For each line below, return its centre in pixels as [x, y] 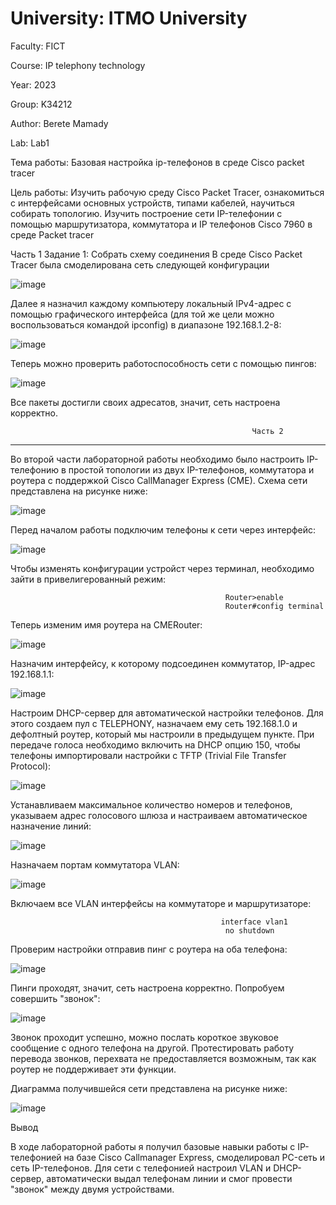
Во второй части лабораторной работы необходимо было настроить [157, 459]
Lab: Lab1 [30, 143]
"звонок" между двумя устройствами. [92, 1189]
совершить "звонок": [55, 998]
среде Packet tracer [52, 234]
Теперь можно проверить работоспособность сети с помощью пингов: [163, 363]
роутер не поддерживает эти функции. [93, 1069]
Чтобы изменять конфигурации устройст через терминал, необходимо [162, 568]
